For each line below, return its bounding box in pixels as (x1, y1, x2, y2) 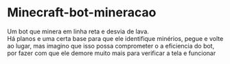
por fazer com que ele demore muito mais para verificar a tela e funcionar (7, 49, 216, 57)
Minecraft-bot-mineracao (7, 5, 157, 20)
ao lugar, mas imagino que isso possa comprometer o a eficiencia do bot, (7, 42, 215, 50)
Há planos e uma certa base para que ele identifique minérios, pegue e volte (7, 34, 224, 42)
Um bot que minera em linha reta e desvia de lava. (7, 27, 150, 35)
